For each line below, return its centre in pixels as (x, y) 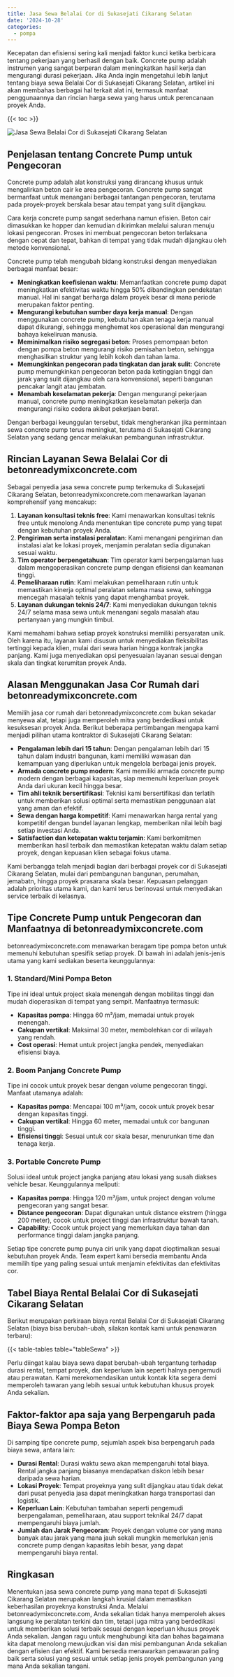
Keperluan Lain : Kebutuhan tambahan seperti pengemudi (100, 1508)
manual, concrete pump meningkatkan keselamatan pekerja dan (110, 401)
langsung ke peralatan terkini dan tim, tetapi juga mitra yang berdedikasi (111, 1621)
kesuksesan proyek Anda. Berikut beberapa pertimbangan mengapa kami (113, 727)
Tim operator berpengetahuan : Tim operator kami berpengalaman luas (120, 560)
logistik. (29, 1501)
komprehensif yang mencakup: (52, 502)
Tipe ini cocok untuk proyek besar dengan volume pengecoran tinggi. (107, 1086)
